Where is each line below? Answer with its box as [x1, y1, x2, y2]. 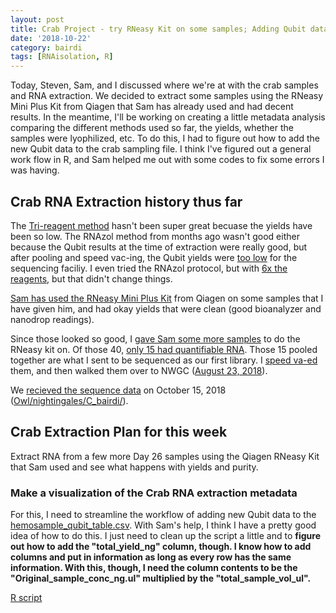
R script [10, 592, 43, 604]
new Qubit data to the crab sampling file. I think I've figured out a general [10, 143, 312, 155]
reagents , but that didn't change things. [10, 272, 173, 285]
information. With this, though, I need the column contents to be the [10, 562, 298, 574]
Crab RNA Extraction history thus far [10, 193, 243, 210]
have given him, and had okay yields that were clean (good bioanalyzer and [10, 302, 322, 315]
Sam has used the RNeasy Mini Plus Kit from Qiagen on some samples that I [10, 292, 324, 304]
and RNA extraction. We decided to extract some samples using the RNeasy [10, 90, 324, 102]
